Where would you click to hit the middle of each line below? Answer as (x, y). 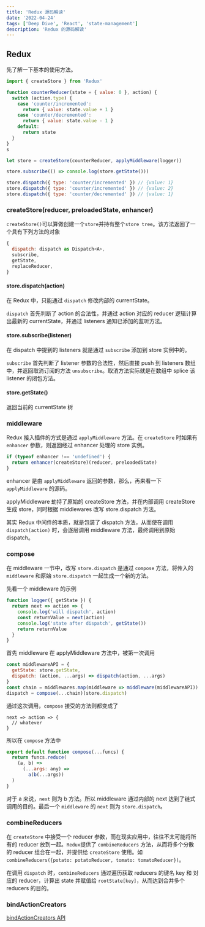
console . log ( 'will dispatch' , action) (67, 612)
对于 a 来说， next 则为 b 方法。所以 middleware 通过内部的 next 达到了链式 (101, 799)
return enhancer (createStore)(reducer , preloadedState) (84, 463)
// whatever (27, 722)
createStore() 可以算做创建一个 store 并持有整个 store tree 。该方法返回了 (99, 224)
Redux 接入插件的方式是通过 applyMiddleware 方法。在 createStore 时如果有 (102, 437)
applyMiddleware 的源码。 (39, 488)
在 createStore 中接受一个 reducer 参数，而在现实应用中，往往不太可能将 (99, 837)
